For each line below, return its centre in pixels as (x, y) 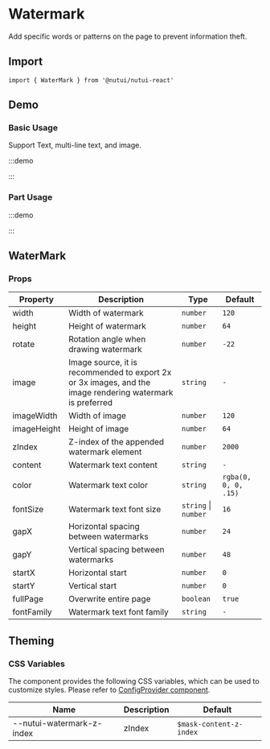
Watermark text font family (118, 612)
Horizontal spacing (104, 527)
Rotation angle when (107, 339)
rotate (24, 345)
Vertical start (92, 586)
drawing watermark (105, 350)
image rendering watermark (121, 393)
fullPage (28, 599)
